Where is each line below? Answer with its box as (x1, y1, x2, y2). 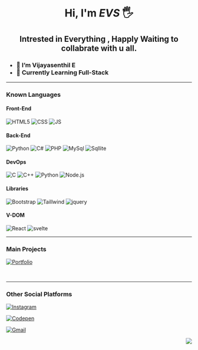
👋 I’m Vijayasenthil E (16, 61, 75, 69)
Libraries (6, 185, 28, 192)
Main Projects (6, 245, 47, 253)
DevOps (6, 158, 27, 165)
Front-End (6, 105, 32, 112)
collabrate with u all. (61, 43, 137, 53)
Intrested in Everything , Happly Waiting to (19, 34, 179, 44)
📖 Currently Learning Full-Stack (16, 68, 109, 76)
